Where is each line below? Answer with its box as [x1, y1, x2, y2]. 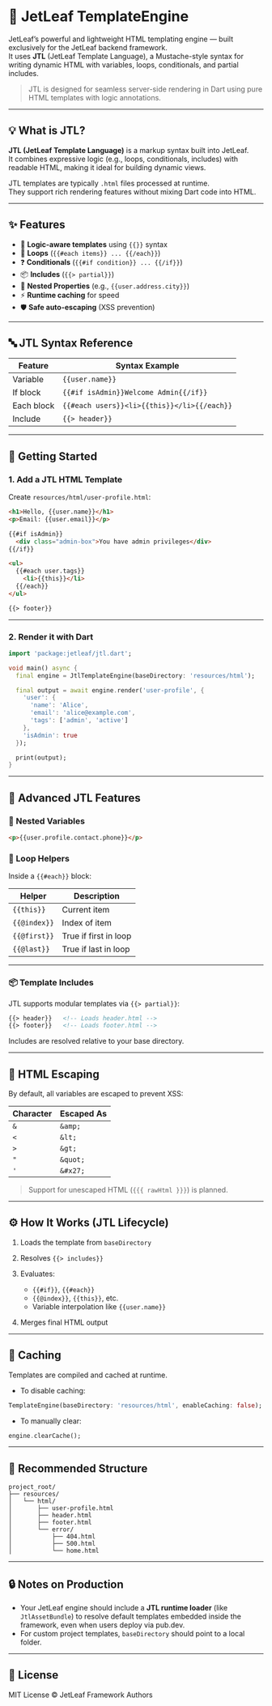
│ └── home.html [8, 1546, 100, 1555]
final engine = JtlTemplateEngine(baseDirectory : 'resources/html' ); [15, 671, 255, 679]
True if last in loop [62, 943, 130, 955]
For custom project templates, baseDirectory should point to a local [19, 1629, 245, 1639]
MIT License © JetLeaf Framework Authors [8, 1690, 153, 1700]
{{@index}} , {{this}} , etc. [32, 1293, 119, 1303]
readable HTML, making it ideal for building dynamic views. [8, 162, 206, 172]
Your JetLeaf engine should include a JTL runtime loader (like [19, 1603, 228, 1613]
